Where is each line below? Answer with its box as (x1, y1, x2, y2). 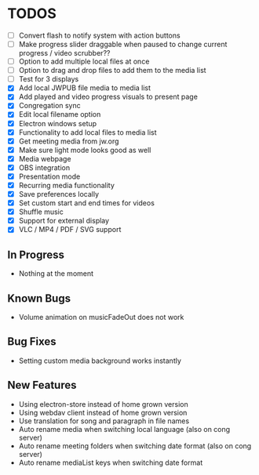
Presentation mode (18, 172, 81, 181)
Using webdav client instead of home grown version (18, 408, 188, 417)
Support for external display (18, 216, 110, 226)
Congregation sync (18, 101, 82, 111)
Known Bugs (7, 292, 71, 305)
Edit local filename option (18, 110, 101, 119)
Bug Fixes (7, 335, 57, 349)
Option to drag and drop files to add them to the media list (18, 66, 206, 75)
